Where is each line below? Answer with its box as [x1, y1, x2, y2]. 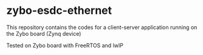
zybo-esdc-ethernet [6, 4, 112, 18]
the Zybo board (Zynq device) [6, 30, 81, 37]
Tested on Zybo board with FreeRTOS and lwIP [6, 42, 123, 49]
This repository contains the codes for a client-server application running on [6, 24, 198, 31]
